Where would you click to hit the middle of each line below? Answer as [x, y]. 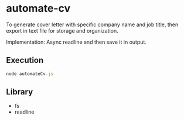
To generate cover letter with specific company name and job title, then [92, 24]
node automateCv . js [30, 74]
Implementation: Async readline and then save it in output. [76, 42]
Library [20, 92]
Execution [25, 60]
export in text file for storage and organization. [62, 30]
